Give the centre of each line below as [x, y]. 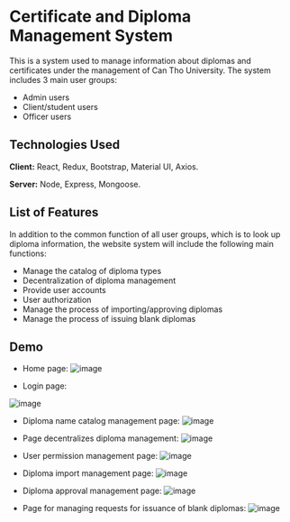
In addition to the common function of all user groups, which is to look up [145, 234]
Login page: [45, 386]
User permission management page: [90, 456]
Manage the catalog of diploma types [92, 270]
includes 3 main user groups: [63, 79]
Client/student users [60, 106]
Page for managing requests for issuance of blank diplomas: [134, 508]
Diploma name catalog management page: [101, 421]
